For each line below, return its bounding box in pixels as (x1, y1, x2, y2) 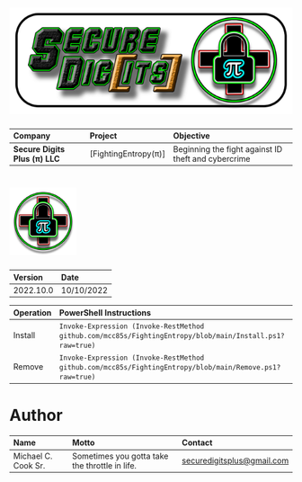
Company (13, 130, 51, 141)
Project (89, 130, 118, 141)
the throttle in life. (71, 460, 138, 470)
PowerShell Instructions (58, 307, 151, 317)
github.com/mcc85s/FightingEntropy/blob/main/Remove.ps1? (58, 363, 281, 372)
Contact (182, 437, 213, 448)
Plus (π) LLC (13, 153, 60, 164)
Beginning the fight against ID (173, 143, 283, 155)
